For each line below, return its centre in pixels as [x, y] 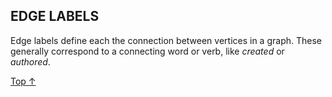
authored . [30, 61]
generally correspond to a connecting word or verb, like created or [147, 51]
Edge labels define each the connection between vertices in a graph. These [166, 40]
